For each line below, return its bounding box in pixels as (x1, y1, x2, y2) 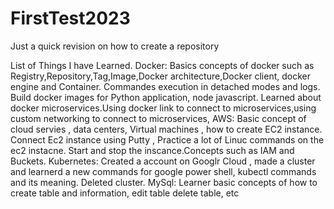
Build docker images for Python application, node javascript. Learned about (10, 91, 322, 103)
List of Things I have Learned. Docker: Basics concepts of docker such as (10, 59, 315, 71)
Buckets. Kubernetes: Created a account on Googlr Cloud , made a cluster (10, 155, 316, 167)
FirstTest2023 (10, 7, 131, 30)
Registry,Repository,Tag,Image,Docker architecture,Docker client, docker (10, 70, 311, 82)
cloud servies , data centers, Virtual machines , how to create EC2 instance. (10, 123, 323, 135)
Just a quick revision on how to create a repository (10, 40, 220, 52)
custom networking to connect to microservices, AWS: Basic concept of (10, 112, 307, 124)
